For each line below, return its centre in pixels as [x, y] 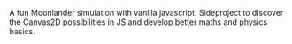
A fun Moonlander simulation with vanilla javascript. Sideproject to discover [146, 13]
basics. [22, 31]
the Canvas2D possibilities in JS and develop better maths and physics [138, 22]
